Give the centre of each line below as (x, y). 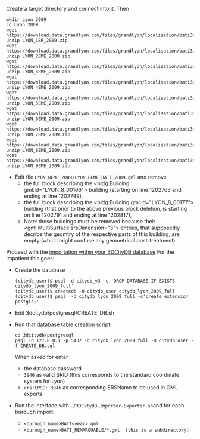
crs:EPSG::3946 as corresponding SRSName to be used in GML (101, 387)
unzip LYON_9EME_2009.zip (38, 166)
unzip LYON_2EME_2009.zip (38, 56)
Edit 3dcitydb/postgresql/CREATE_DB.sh (65, 313)
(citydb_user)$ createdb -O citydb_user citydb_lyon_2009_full (95, 291)
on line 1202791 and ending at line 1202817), (78, 215)
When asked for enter (41, 357)
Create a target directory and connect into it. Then (68, 9)
